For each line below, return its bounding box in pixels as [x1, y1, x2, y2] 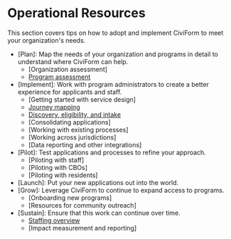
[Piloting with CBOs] [28, 163, 87, 171]
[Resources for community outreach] [28, 201, 136, 209]
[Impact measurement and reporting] [28, 223, 137, 232]
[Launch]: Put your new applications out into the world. [17, 178, 179, 186]
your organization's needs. [7, 36, 86, 44]
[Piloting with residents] [28, 171, 98, 179]
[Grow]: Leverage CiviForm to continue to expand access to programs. [17, 186, 225, 194]
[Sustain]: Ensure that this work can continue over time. [17, 208, 181, 217]
